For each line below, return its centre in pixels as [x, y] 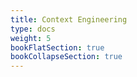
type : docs [33, 29]
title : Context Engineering [69, 19]
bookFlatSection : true [57, 47]
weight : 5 [31, 38]
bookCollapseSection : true [66, 57]
